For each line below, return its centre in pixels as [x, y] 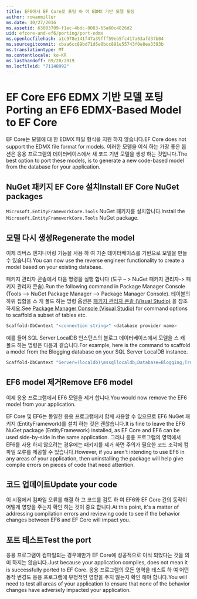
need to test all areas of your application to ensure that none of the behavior [98, 584]
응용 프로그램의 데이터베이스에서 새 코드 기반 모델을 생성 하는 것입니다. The [102, 154]
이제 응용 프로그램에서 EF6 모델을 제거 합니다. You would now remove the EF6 [97, 398]
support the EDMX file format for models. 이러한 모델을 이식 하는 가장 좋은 [93, 147]
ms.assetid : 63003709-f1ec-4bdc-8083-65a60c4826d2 [69, 28]
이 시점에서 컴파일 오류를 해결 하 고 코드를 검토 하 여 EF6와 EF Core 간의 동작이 [97, 500]
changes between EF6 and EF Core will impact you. [68, 520]
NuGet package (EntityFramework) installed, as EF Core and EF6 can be [93, 430]
